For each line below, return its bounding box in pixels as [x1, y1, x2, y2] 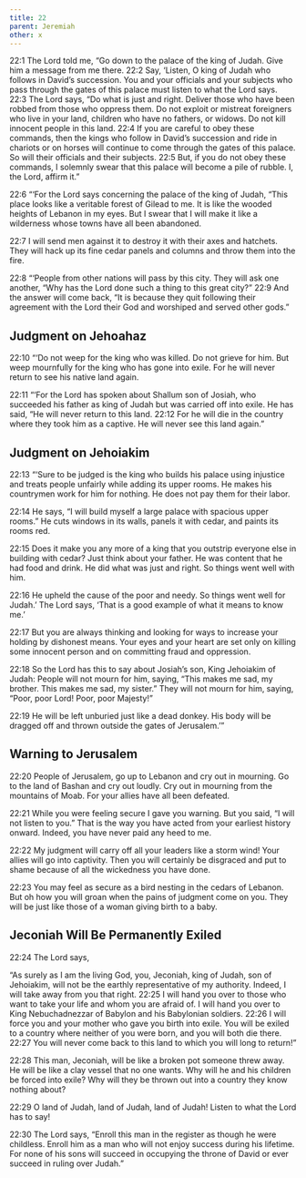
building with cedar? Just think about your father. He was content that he [9, 553, 283, 563]
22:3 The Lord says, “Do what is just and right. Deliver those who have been [9, 94, 295, 105]
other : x [9, 30, 43, 39]
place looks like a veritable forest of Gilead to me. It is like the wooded [9, 199, 272, 210]
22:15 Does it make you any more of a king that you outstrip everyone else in [9, 543, 297, 554]
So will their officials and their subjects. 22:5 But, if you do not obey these [9, 152, 287, 163]
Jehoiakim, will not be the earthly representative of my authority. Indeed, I [9, 978, 287, 989]
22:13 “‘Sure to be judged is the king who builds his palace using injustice [9, 469, 285, 479]
